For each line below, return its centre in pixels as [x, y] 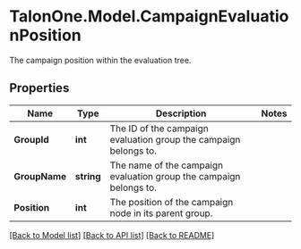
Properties [39, 88]
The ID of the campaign [159, 129]
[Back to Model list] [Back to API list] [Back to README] [112, 235]
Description [181, 113]
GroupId [31, 139]
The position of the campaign [172, 202]
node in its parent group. [161, 213]
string [88, 176]
